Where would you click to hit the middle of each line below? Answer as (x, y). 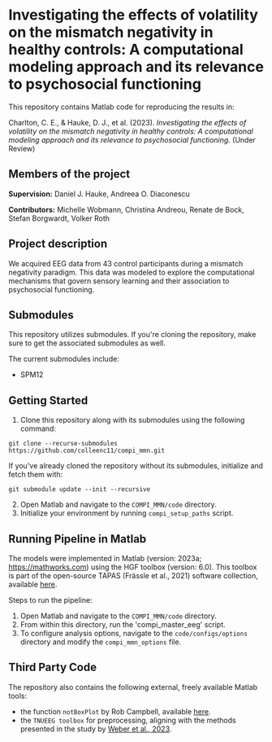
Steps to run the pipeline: (50, 600)
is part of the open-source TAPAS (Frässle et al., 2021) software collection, (133, 575)
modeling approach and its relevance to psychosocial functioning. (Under (132, 139)
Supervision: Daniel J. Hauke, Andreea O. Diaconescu (99, 194)
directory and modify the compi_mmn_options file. (101, 642)
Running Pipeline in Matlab (78, 539)
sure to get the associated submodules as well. (87, 343)
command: (38, 428)
